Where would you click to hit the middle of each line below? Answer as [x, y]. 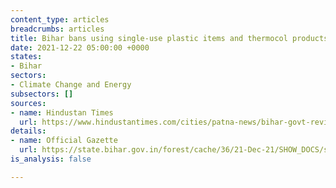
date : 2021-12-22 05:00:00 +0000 [80, 47]
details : [28, 131]
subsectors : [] [42, 94]
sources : [28, 103]
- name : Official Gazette [64, 141]
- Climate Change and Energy [71, 85]
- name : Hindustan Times [62, 112]
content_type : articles [60, 19]
